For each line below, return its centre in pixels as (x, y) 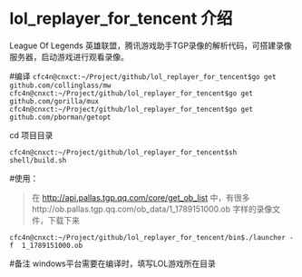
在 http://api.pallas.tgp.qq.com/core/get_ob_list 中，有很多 (141, 197)
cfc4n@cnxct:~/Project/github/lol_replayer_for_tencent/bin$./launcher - (152, 237)
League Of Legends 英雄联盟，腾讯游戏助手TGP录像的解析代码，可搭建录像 (151, 45)
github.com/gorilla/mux (54, 101)
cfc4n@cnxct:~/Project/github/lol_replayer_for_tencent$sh (123, 152)
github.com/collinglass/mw (60, 85)
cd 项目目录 (31, 135)
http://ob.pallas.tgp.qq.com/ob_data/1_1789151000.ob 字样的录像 (152, 209)
